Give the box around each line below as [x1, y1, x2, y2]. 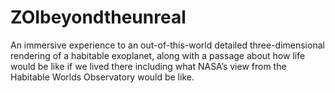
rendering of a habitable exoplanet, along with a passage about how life [10, 49, 306, 61]
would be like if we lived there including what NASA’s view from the [10, 60, 287, 72]
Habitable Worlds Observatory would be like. [10, 71, 195, 83]
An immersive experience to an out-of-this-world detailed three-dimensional [10, 39, 325, 51]
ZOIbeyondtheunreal [10, 6, 187, 29]
